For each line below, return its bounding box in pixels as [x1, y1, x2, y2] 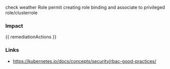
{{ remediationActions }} [5, 34, 57, 40]
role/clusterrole [5, 10, 38, 16]
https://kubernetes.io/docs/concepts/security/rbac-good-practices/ [12, 58, 157, 64]
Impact [5, 22, 24, 29]
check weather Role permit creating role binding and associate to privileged [5, 5, 165, 10]
